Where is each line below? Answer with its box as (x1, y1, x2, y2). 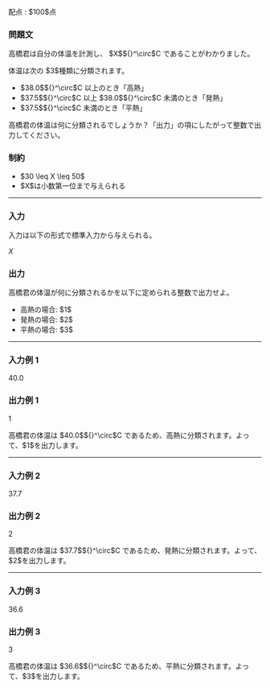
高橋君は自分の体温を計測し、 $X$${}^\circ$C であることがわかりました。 (8, 49, 255, 59)
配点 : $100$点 (8, 7, 57, 16)
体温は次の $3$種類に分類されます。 (8, 66, 129, 76)
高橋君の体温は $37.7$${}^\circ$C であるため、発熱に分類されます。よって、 (8, 546, 262, 555)
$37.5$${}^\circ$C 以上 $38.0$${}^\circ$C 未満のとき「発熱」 (19, 93, 227, 103)
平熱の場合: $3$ (19, 325, 74, 335)
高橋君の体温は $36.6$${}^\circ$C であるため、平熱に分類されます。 (8, 661, 235, 670)
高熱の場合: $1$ (19, 305, 72, 315)
